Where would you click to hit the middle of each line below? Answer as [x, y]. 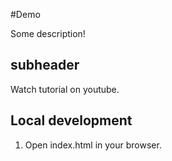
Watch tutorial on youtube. [65, 89]
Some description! [48, 33]
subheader [45, 65]
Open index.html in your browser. [93, 145]
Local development [71, 120]
